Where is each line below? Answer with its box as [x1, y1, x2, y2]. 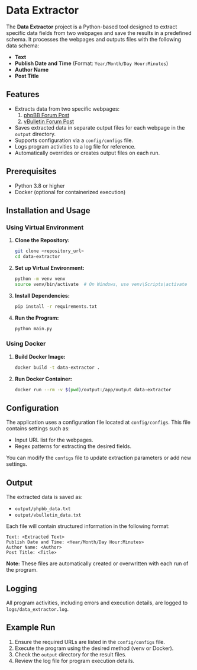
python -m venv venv [14, 276, 66, 282]
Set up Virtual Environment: [14, 265, 85, 271]
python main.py [14, 326, 53, 331]
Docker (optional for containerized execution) [14, 188, 126, 195]
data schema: [6, 42, 40, 49]
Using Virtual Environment [6, 223, 84, 231]
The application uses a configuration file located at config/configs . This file [6, 418, 191, 426]
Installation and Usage [6, 205, 91, 215]
